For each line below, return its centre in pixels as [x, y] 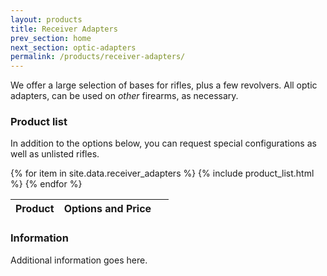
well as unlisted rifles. [55, 154]
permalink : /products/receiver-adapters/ [98, 57]
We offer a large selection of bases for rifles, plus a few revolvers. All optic [164, 85]
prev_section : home [51, 38]
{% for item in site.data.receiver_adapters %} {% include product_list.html [162, 173]
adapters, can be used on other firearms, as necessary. [124, 96]
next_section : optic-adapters [73, 47]
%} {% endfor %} [46, 184]
